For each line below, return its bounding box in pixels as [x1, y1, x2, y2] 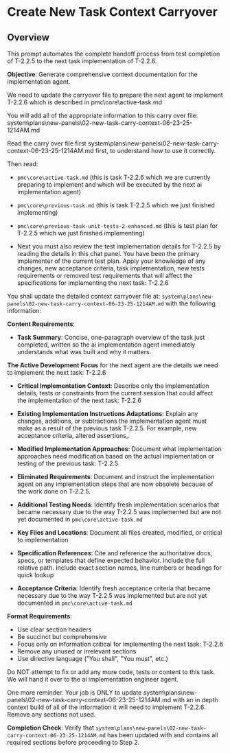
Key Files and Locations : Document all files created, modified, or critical [16, 529, 222, 536]
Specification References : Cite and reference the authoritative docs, [16, 549, 213, 557]
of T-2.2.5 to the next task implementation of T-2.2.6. [7, 57, 157, 65]
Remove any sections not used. [7, 710, 96, 718]
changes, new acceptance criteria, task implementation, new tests [16, 264, 205, 272]
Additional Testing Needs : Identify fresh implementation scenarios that [16, 500, 220, 509]
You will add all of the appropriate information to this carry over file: [7, 111, 198, 119]
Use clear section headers [16, 625, 92, 634]
